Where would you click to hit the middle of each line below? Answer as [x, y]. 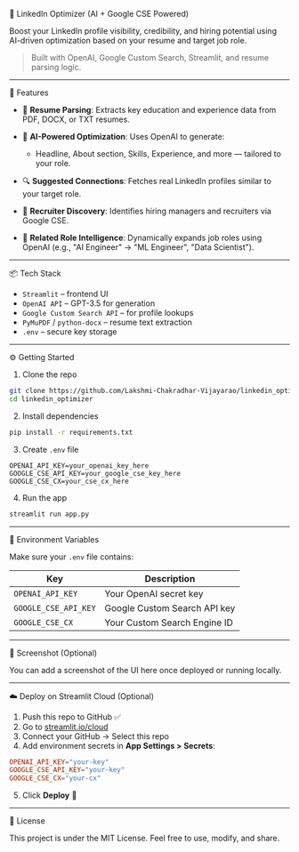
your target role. [52, 194]
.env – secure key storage [69, 332]
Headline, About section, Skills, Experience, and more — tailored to [158, 154]
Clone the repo [49, 374]
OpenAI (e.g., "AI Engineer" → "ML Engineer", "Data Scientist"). [138, 247]
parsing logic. [56, 67]
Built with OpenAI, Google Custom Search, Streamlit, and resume [150, 57]
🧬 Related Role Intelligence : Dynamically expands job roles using [142, 237]
